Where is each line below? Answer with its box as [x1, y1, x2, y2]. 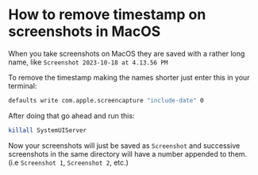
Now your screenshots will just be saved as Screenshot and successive [8, 141, 241, 150]
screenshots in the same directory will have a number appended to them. [8, 149, 248, 158]
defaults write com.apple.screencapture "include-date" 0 [8, 96, 204, 104]
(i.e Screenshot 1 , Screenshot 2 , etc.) [8, 157, 129, 167]
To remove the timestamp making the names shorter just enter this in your [8, 72, 250, 82]
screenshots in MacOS [8, 22, 161, 41]
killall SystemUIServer [8, 126, 87, 134]
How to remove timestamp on [8, 6, 206, 24]
